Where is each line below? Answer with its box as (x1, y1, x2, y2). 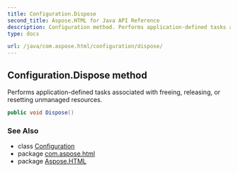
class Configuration (17, 142, 75, 151)
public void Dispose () (7, 109, 74, 116)
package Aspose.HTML (17, 157, 87, 166)
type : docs (7, 30, 40, 38)
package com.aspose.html (17, 149, 96, 158)
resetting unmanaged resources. (7, 95, 103, 103)
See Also (7, 125, 39, 135)
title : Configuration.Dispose (7, 10, 97, 18)
